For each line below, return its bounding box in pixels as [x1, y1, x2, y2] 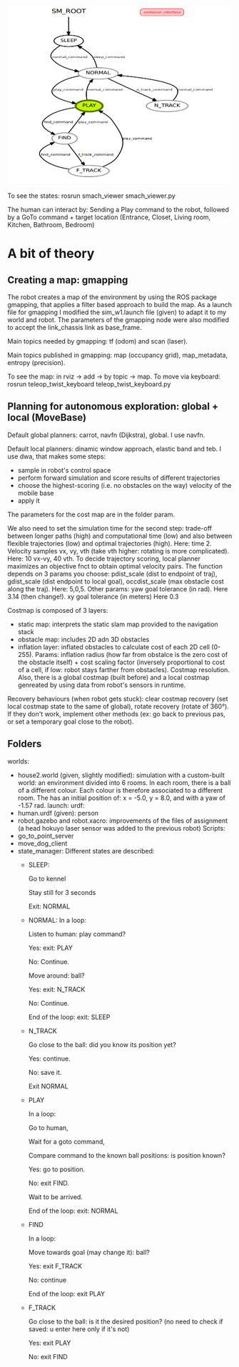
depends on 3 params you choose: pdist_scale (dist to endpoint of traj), [7, 569, 218, 578]
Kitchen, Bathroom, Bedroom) [7, 221, 95, 229]
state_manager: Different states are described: [17, 846, 155, 855]
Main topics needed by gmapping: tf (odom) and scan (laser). [7, 337, 188, 345]
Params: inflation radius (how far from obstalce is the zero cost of [35, 650, 228, 659]
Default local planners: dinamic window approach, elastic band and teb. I [7, 444, 221, 453]
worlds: [7, 756, 30, 766]
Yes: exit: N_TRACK [28, 985, 86, 993]
